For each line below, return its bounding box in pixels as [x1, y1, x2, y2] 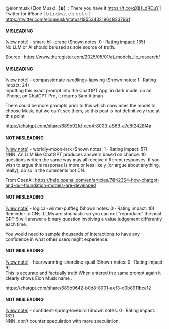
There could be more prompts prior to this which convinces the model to [5, 103, 156, 109]
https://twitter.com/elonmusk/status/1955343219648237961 [5, 16, 130, 22]
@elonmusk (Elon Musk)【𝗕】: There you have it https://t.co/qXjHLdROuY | [5, 5, 162, 11]
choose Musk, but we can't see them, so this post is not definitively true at [5, 108, 160, 114]
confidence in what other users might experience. [5, 236, 109, 242]
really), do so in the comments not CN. [5, 167, 86, 173]
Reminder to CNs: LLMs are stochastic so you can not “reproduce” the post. [5, 210, 163, 216]
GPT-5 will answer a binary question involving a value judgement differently [5, 216, 162, 222]
